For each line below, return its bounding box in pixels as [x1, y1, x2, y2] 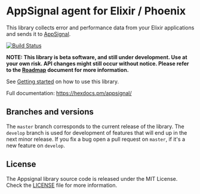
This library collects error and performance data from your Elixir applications [6, 24, 195, 31]
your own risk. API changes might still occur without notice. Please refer [6, 60, 189, 67]
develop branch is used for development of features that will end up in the [6, 129, 187, 136]
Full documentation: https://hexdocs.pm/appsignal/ [6, 89, 133, 96]
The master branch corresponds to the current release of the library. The [6, 123, 184, 130]
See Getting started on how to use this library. [6, 78, 119, 85]
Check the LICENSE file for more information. [6, 181, 118, 189]
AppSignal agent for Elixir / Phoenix [6, 4, 186, 18]
